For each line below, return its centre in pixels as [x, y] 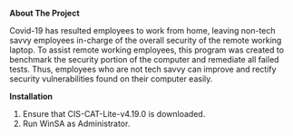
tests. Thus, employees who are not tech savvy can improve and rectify [143, 69]
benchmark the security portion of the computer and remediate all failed [144, 59]
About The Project [44, 13]
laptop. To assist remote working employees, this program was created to [146, 50]
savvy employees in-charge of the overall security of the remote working [146, 40]
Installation [31, 96]
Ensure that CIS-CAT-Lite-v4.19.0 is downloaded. [114, 114]
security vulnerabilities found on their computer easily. [111, 79]
